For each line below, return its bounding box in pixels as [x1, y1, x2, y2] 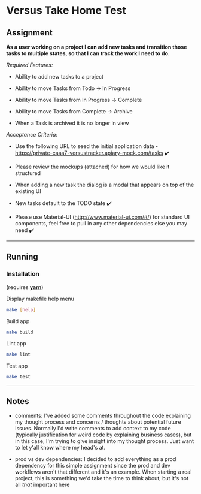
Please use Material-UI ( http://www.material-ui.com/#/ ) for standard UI [14, 213, 190, 221]
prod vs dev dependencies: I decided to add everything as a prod [14, 456, 176, 462]
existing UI [14, 188, 42, 195]
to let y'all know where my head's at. [14, 444, 106, 451]
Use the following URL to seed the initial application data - [14, 143, 159, 150]
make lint [6, 351, 31, 357]
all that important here [14, 481, 70, 488]
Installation [6, 270, 40, 278]
